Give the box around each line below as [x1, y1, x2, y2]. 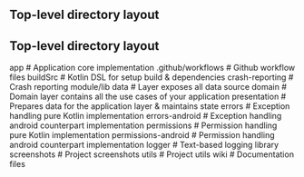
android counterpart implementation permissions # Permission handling [9, 120, 278, 131]
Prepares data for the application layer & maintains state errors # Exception [9, 101, 290, 112]
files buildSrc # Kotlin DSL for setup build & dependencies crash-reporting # [9, 72, 294, 83]
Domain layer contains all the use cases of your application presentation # [9, 91, 287, 103]
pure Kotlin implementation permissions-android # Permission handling [9, 130, 275, 141]
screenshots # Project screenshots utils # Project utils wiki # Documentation [9, 149, 295, 160]
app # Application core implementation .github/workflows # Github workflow [9, 63, 296, 74]
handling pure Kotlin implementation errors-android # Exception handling [9, 111, 282, 122]
